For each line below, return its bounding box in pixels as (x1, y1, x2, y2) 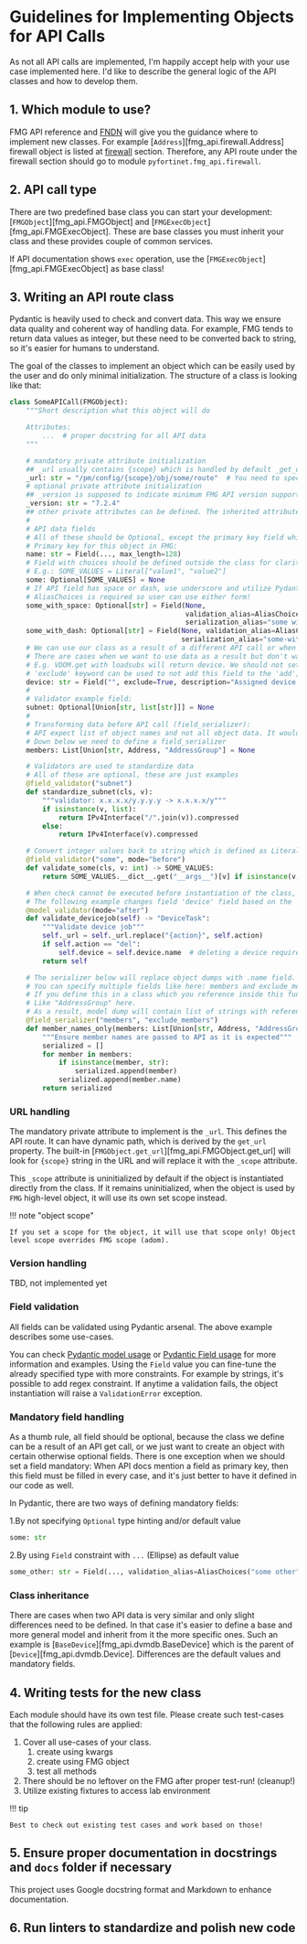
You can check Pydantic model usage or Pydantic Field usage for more (9, 1348, 277, 1359)
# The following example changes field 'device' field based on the (26, 897, 292, 907)
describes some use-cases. (9, 1331, 114, 1342)
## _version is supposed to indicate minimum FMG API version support (26, 490, 301, 499)
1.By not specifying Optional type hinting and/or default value (9, 1516, 241, 1527)
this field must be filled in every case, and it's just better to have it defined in (9, 1470, 297, 1481)
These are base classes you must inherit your (112, 226, 285, 237)
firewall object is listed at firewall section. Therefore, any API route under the (9, 145, 298, 156)
